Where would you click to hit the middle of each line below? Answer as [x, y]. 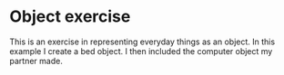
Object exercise [70, 17]
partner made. [36, 61]
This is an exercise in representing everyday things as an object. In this [142, 42]
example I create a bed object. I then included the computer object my [141, 51]
